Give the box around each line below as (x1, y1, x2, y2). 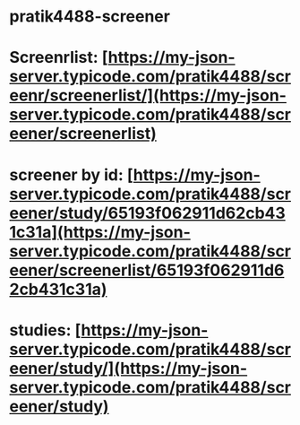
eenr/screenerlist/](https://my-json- (9, 85, 287, 106)
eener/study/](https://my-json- (9, 358, 248, 378)
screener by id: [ (9, 164, 134, 185)
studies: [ (9, 320, 82, 340)
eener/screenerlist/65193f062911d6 (9, 260, 285, 280)
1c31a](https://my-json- (9, 221, 191, 242)
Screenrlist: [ (9, 48, 109, 68)
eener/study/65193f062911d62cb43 (9, 203, 287, 223)
